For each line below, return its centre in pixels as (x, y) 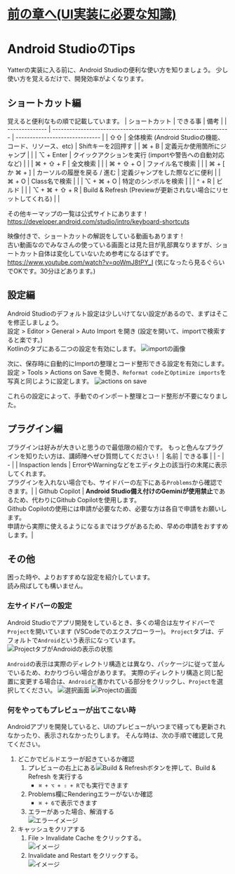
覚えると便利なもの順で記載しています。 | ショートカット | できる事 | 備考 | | (117, 121)
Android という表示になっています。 (89, 640)
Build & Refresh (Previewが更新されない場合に (149, 189)
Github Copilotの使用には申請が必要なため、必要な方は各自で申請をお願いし (117, 509)
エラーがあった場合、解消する (71, 812)
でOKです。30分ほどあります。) (52, 271)
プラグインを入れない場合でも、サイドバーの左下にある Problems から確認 (112, 482)
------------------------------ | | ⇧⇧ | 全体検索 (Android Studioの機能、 (120, 137)
